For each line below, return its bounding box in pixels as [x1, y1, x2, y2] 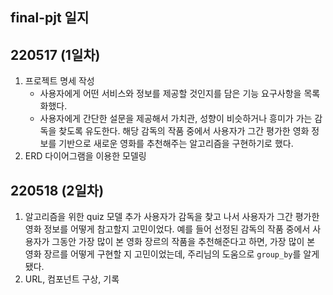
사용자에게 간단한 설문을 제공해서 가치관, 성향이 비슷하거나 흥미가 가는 [39, 113, 313, 125]
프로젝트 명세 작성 [24, 75, 95, 87]
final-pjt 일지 [10, 9, 90, 27]
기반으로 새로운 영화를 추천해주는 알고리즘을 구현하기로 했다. [58, 138, 294, 150]
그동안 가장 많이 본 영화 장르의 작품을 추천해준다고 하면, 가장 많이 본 [51, 236, 316, 248]
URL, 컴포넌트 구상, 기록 [24, 273, 120, 285]
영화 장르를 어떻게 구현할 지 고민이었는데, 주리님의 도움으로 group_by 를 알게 [24, 248, 320, 260]
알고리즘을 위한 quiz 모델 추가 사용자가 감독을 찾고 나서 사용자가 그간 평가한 [24, 211, 320, 223]
